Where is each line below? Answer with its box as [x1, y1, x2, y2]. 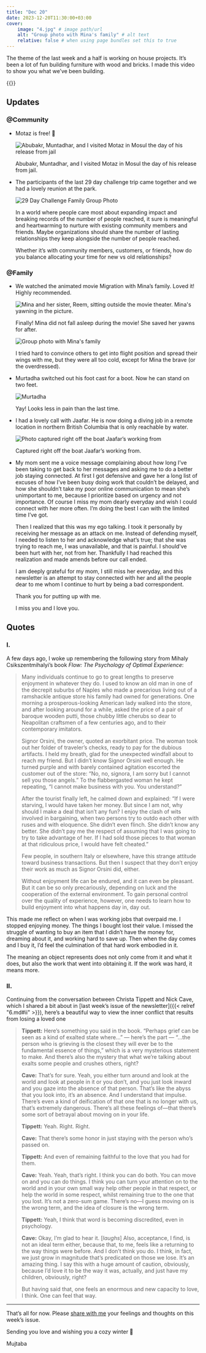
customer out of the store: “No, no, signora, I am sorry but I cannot [21, 770, 190, 777]
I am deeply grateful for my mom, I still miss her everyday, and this [15, 567, 183, 575]
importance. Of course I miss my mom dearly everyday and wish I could [15, 498, 197, 505]
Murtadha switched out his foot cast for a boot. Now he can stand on [15, 374, 190, 381]
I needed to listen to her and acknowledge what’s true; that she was [15, 536, 186, 544]
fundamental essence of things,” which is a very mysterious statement [21, 1047, 199, 1054]
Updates [6, 97, 40, 107]
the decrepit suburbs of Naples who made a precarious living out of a [21, 686, 197, 693]
